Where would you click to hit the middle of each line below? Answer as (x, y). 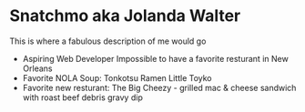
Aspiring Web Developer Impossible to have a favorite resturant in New (155, 58)
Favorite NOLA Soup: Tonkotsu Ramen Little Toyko (117, 77)
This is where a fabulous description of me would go (108, 41)
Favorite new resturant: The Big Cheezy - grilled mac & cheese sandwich (159, 87)
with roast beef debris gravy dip (82, 97)
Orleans (37, 68)
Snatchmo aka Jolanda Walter (125, 16)
